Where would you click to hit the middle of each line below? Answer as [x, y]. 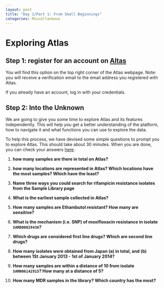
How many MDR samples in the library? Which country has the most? [84, 281]
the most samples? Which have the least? [56, 174]
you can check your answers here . [40, 150]
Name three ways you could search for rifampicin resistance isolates [84, 183]
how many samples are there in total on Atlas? [60, 159]
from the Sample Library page [43, 188]
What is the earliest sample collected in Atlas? [61, 198]
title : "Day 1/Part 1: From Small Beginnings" [54, 14]
